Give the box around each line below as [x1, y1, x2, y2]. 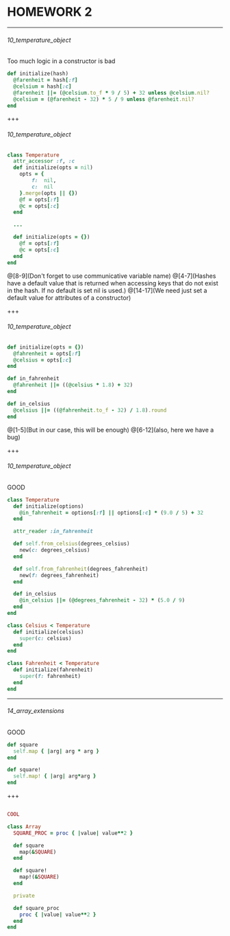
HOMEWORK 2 [7, 4, 92, 20]
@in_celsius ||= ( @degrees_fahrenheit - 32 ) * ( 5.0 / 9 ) [19, 597, 186, 604]
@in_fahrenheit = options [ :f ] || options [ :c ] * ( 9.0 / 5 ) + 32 [19, 509, 204, 516]
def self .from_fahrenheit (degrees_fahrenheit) [13, 565, 149, 572]
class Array [7, 823, 41, 830]
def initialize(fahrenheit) [13, 666, 94, 673]
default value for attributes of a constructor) [7, 293, 131, 302]
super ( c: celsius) [19, 635, 72, 642]
